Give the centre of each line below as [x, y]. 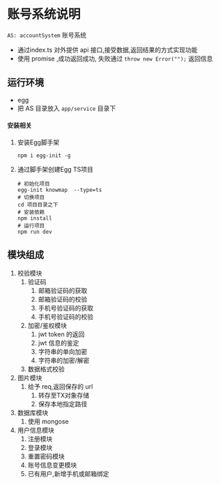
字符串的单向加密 [63, 351]
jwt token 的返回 [61, 334]
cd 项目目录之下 [38, 204]
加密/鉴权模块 [47, 325]
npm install [34, 218]
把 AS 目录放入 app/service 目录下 [66, 108]
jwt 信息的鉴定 [58, 343]
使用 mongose [48, 421]
